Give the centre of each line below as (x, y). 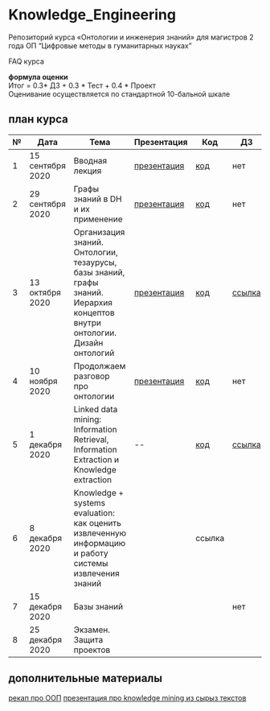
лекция (88, 171)
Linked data (96, 409)
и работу (91, 553)
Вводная (90, 160)
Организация (99, 232)
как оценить (98, 523)
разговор (92, 376)
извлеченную (100, 533)
